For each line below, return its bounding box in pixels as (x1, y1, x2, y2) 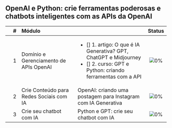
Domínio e (21, 51, 46, 58)
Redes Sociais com (21, 93, 68, 100)
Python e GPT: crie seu (77, 108, 133, 115)
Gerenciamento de (21, 57, 67, 64)
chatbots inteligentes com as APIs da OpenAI (5, 12, 153, 21)
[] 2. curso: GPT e (86, 60, 130, 67)
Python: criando (86, 67, 125, 74)
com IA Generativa (77, 99, 122, 106)
